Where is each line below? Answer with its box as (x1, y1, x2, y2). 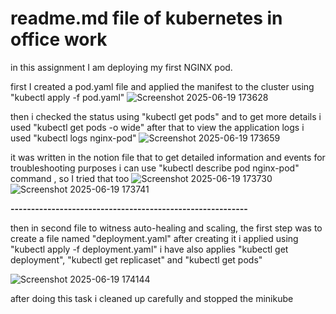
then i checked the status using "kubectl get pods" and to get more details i (10, 110, 322, 122)
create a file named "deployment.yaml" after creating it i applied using (10, 232, 299, 244)
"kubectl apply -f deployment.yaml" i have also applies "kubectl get (10, 243, 289, 255)
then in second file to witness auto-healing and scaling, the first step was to (10, 222, 323, 234)
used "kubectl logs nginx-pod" (10, 132, 137, 144)
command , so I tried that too (10, 172, 130, 184)
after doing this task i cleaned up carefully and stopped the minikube (10, 292, 294, 304)
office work (10, 28, 108, 51)
